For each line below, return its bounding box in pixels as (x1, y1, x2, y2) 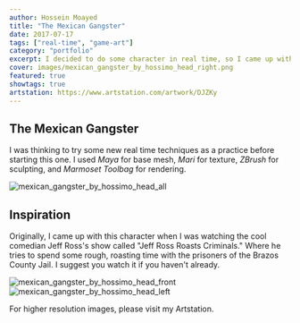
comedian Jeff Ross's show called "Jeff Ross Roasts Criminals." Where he (9, 241, 281, 251)
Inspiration (9, 207, 71, 222)
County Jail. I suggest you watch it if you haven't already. (9, 259, 221, 270)
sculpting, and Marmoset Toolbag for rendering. (9, 164, 187, 174)
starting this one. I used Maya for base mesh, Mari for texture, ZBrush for (9, 154, 279, 166)
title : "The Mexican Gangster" (9, 21, 126, 30)
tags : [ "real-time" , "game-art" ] (9, 38, 134, 47)
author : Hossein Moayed (9, 13, 98, 22)
